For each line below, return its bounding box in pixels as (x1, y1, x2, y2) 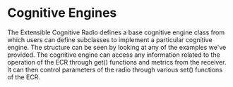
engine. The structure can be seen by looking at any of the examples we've (7, 43, 227, 51)
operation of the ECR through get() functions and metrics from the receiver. (7, 58, 227, 66)
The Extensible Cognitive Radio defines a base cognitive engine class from (7, 28, 225, 36)
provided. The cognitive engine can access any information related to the (7, 51, 220, 59)
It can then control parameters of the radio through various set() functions (7, 65, 223, 74)
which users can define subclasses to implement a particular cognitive (7, 35, 213, 43)
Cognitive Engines (7, 5, 117, 21)
